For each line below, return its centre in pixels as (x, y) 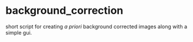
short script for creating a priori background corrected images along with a (96, 26)
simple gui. (19, 32)
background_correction (64, 11)
